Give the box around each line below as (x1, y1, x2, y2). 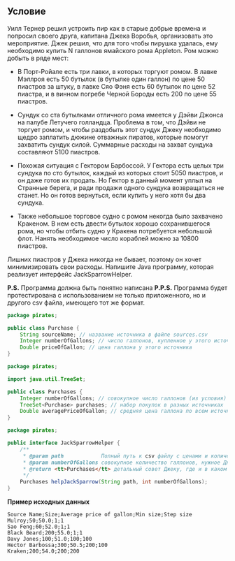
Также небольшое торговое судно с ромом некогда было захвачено (17, 212, 223, 220)
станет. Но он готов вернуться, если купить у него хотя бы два (17, 191, 206, 199)
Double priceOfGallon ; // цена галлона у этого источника (20, 344, 192, 351)
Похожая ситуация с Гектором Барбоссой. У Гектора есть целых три (17, 161, 224, 170)
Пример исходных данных (7, 497, 90, 506)
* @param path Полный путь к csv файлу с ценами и (22, 452, 208, 460)
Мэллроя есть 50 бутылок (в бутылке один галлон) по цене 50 (17, 75, 205, 83)
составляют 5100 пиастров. (17, 147, 101, 156)
